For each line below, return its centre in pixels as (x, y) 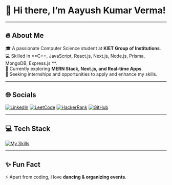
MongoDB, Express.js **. (31, 63)
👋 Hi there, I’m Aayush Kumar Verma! (85, 10)
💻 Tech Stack (28, 129)
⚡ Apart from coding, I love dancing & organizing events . (66, 177)
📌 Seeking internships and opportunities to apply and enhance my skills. (81, 74)
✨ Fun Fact (23, 164)
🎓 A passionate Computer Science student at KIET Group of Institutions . (83, 48)
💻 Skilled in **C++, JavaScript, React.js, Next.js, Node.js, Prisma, (75, 56)
